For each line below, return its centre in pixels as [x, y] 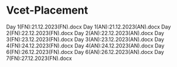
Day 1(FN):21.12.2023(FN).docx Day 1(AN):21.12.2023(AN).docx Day [88, 27]
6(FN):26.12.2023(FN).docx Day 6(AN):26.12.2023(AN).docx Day [85, 52]
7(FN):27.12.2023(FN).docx [39, 58]
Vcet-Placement [47, 10]
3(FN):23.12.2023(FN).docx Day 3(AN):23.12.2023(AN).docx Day [85, 39]
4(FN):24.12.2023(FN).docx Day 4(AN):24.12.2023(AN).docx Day [85, 46]
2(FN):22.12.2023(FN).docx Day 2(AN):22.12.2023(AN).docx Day [85, 33]
